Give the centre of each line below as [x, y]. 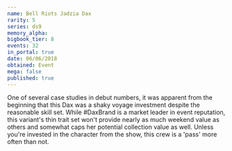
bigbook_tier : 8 [31, 39]
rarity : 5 [22, 20]
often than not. [28, 142]
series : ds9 [24, 26]
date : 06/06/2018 [32, 59]
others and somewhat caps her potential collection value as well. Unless [110, 127]
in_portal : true [31, 53]
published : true [31, 78]
